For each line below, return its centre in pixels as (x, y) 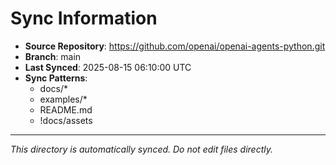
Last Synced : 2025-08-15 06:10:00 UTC (108, 67)
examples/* (63, 99)
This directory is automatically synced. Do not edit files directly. (142, 149)
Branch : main (53, 56)
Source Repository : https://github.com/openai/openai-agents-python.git (175, 46)
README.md (66, 109)
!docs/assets (66, 120)
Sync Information (84, 18)
